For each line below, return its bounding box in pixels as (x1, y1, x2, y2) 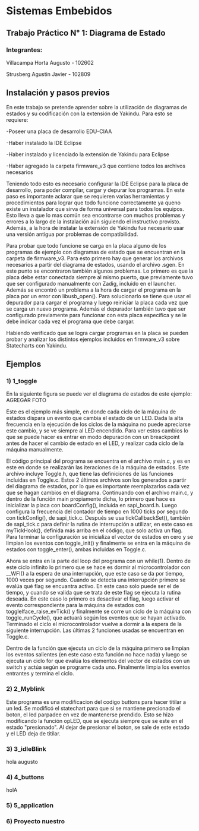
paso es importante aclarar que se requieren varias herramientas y (6, 192, 169, 200)
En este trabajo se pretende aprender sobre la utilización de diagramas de (6, 103, 188, 110)
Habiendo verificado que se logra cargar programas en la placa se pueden (6, 329, 189, 336)
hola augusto (6, 758, 39, 765)
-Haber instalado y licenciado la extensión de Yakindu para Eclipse (6, 150, 169, 158)
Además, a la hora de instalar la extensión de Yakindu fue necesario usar (6, 224, 185, 231)
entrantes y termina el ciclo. (6, 670, 74, 677)
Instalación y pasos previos (6, 88, 110, 98)
